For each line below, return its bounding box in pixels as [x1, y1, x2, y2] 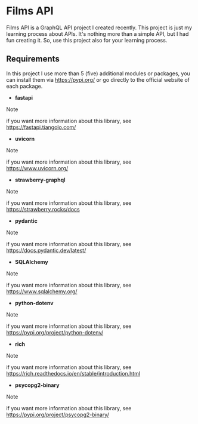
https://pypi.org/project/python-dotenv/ [6, 328, 104, 336]
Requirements [6, 54, 60, 64]
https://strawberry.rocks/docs [6, 205, 80, 213]
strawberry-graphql [14, 176, 66, 183]
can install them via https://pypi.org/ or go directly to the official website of [6, 76, 190, 83]
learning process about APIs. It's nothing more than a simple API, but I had [6, 30, 189, 37]
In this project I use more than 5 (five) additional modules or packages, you [6, 70, 191, 77]
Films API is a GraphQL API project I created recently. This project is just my [6, 24, 193, 31]
